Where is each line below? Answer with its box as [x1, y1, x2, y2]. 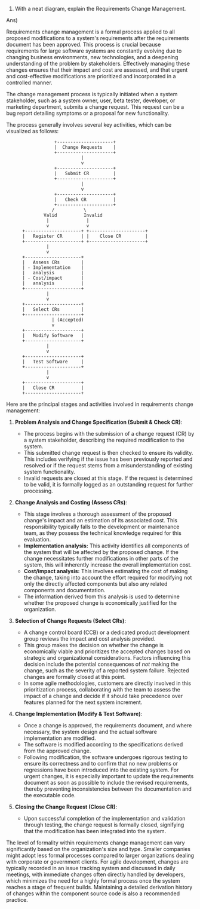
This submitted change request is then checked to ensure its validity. [23, 449, 193, 456]
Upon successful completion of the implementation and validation [23, 815, 186, 822]
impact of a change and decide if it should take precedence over [23, 693, 183, 699]
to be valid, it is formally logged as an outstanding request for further [23, 481, 193, 488]
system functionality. [23, 469, 76, 475]
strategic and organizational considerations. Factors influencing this [23, 654, 191, 661]
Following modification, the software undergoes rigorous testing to [23, 754, 188, 761]
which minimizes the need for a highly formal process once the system [6, 877, 180, 884]
